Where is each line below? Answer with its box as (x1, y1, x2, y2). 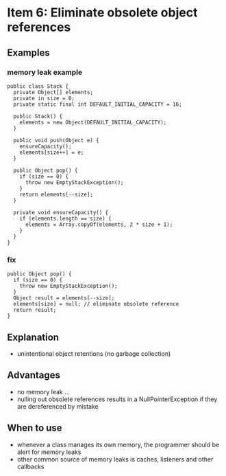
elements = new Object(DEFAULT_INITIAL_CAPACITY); (19, 119, 167, 126)
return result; (13, 307, 57, 314)
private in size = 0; (13, 95, 75, 102)
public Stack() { (13, 113, 63, 120)
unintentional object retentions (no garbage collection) (16, 349, 171, 358)
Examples (7, 47, 50, 58)
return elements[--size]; (19, 191, 94, 198)
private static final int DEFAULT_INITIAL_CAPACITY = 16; (13, 101, 183, 108)
